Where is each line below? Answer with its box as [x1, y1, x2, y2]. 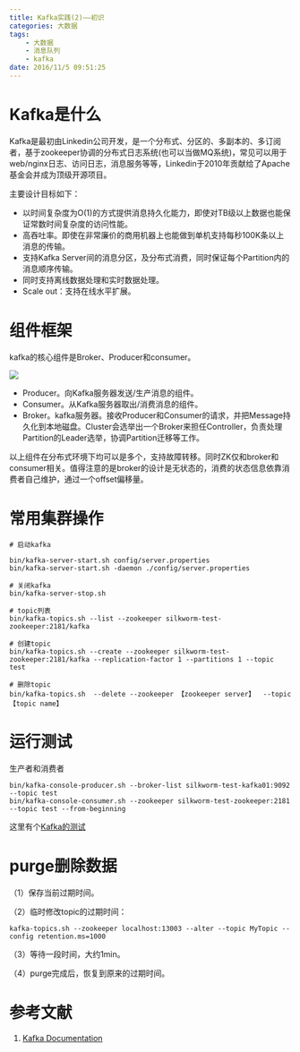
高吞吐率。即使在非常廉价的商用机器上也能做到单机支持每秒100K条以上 [21, 229, 285, 240]
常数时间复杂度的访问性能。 [30, 218, 133, 229]
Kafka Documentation [21, 1032, 103, 1043]
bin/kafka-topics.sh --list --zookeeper [9, 614, 163, 623]
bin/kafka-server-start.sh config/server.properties [9, 556, 210, 565]
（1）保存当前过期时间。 [9, 887, 99, 898]
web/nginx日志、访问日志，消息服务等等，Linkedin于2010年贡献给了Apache [9, 158, 291, 168]
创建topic [17, 639, 51, 648]
